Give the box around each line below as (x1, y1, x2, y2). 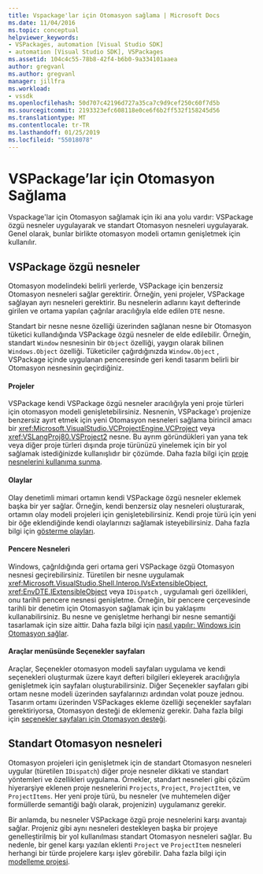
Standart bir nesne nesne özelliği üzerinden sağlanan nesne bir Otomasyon (8, 322, 252, 331)
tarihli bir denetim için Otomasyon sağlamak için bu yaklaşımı (8, 603, 206, 613)
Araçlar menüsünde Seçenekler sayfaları (8, 647, 146, 656)
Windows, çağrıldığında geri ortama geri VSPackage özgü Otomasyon (8, 562, 235, 571)
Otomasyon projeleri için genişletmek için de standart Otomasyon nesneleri (8, 758, 252, 767)
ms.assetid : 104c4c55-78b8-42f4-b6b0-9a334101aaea (8, 56, 178, 64)
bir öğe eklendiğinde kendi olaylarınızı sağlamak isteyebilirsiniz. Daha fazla (8, 518, 250, 527)
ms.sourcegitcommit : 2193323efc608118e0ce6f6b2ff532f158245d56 (8, 107, 220, 115)
